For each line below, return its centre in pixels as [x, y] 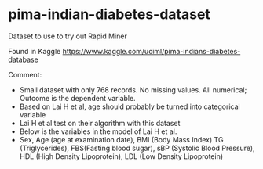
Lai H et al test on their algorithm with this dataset [100, 123]
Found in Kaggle [35, 51]
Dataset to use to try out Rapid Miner [68, 36]
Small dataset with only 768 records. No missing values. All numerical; [133, 90]
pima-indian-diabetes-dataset [109, 14]
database [24, 59]
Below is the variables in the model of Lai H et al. [98, 131]
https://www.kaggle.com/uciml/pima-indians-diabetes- [152, 51]
